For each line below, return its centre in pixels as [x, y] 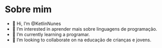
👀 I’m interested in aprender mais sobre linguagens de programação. [85, 29]
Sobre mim [28, 9]
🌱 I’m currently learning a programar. [51, 34]
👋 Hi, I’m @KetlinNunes [36, 23]
